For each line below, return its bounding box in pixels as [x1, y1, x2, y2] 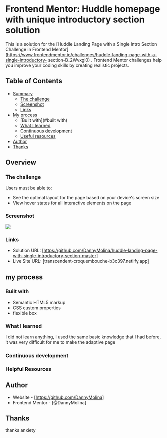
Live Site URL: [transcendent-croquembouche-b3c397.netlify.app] [12, 258, 149, 265]
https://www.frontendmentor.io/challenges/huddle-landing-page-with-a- [7, 51, 157, 58]
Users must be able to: [5, 185, 52, 191]
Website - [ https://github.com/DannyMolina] [12, 394, 104, 400]
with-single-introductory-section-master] [12, 253, 98, 259]
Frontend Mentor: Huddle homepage [5, 3, 160, 15]
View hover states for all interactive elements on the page [12, 200, 132, 206]
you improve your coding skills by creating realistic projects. [5, 62, 129, 68]
